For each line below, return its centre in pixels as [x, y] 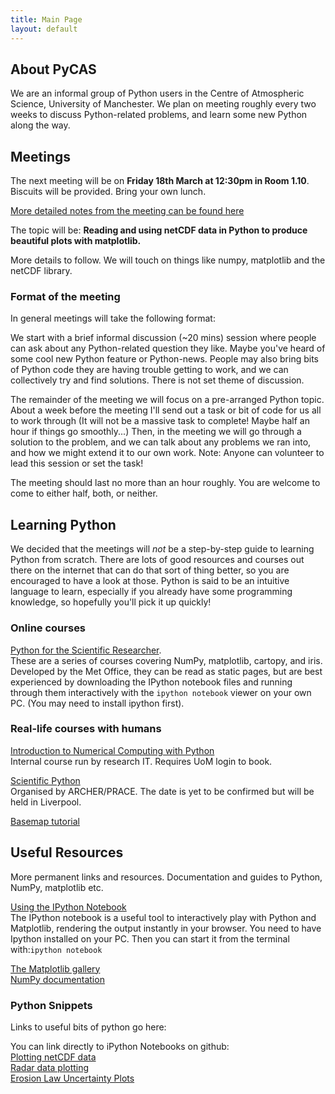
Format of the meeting [65, 297]
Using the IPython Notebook [68, 907]
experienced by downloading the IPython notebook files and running [151, 682]
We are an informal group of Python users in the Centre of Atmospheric [157, 93]
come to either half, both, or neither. [84, 493]
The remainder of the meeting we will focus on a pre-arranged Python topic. [167, 400]
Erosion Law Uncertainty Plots [72, 1078]
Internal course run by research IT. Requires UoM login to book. [141, 761]
